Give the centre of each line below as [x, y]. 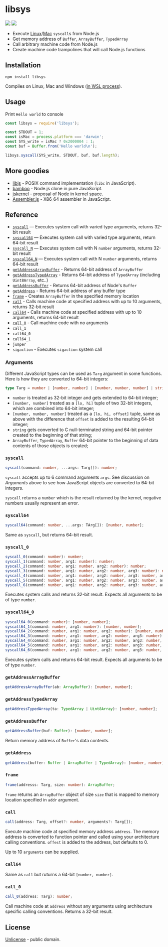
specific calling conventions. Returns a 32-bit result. [59, 911]
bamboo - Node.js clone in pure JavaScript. [57, 188]
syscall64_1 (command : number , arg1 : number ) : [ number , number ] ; [73, 627]
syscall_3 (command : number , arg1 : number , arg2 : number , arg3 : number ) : [82, 571]
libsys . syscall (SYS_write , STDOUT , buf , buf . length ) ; [62, 155]
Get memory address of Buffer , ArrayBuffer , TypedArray [70, 39]
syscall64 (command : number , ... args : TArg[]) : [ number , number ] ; [75, 525]
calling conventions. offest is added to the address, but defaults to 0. [77, 842]
